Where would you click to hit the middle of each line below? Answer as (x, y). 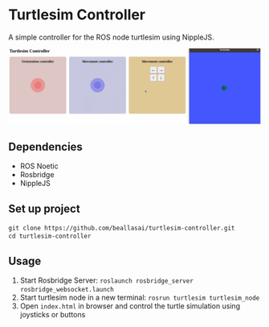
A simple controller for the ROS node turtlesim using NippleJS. (111, 37)
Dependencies (45, 147)
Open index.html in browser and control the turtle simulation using (130, 306)
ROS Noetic (39, 166)
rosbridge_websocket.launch (67, 289)
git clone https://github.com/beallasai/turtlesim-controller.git (122, 228)
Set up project (44, 208)
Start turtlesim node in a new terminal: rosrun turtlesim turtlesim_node (140, 297)
